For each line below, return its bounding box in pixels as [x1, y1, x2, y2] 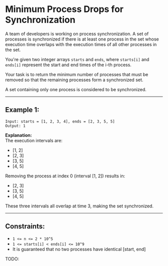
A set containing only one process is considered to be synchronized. [5, 86, 146, 92]
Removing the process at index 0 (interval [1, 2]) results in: [5, 173, 125, 179]
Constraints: [5, 222, 45, 231]
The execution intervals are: [5, 137, 62, 143]
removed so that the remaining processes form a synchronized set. [5, 77, 143, 83]
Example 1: [5, 106, 39, 114]
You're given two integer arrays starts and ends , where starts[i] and [5, 56, 149, 62]
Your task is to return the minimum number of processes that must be [5, 71, 148, 77]
